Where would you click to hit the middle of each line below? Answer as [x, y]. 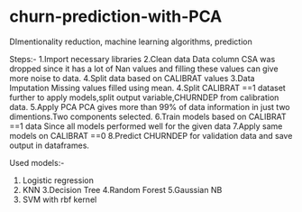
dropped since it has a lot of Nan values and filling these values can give [144, 69]
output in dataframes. [50, 145]
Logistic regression [58, 180]
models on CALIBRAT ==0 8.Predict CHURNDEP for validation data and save [151, 135]
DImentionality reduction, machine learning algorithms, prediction [131, 41]
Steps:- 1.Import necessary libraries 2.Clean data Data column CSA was [142, 59]
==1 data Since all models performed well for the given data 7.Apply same [146, 126]
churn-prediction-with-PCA [116, 17]
